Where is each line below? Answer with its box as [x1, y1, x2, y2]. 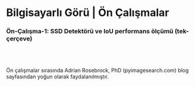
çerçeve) [6, 34, 33, 43]
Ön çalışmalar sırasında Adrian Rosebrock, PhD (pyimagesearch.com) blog [6, 67, 189, 74]
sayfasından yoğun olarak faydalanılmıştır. [6, 73, 109, 80]
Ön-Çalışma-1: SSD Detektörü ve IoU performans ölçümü [6, 27, 174, 36]
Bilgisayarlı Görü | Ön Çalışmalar [6, 6, 169, 20]
